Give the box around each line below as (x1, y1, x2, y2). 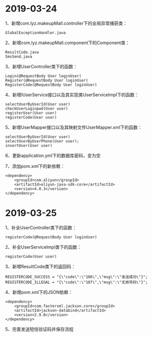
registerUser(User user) (5, 110, 57, 115)
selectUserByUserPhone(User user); (5, 138, 79, 143)
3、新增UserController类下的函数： (5, 63, 78, 69)
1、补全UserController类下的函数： (5, 224, 77, 231)
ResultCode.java (5, 50, 39, 55)
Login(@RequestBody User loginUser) (5, 73, 81, 78)
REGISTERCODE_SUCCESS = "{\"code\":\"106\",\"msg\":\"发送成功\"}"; (5, 274, 148, 279)
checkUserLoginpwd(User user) (5, 106, 68, 111)
